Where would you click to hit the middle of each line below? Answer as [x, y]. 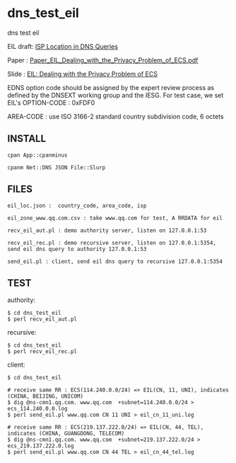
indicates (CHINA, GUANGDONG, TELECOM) [66, 434]
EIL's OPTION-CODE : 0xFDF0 [51, 102]
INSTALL [27, 139]
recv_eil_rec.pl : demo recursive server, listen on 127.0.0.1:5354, [112, 242]
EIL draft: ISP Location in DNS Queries [63, 46]
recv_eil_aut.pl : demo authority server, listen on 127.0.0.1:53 [107, 230]
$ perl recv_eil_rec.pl [42, 352]
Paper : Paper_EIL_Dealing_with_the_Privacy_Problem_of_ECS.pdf [103, 60]
